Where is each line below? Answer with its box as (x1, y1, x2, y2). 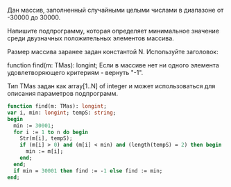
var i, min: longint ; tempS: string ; (7, 109, 117, 116)
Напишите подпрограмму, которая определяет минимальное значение (7, 27, 220, 35)
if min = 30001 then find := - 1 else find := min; (13, 167, 163, 174)
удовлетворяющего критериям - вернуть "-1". (7, 69, 144, 76)
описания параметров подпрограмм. (7, 90, 119, 97)
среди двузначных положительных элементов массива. (7, 34, 175, 42)
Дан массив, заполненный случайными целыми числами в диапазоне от (7, 6, 224, 14)
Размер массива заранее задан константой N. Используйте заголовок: (7, 48, 219, 56)
